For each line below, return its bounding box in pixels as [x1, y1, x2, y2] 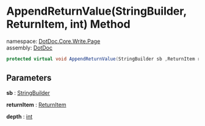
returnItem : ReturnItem [6, 101, 67, 108]
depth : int [6, 113, 33, 120]
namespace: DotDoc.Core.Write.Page [6, 37, 101, 45]
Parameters [6, 73, 52, 83]
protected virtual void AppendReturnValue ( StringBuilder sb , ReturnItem [6, 56, 195, 62]
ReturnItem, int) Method [6, 17, 131, 31]
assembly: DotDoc [6, 44, 53, 51]
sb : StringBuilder [6, 89, 51, 96]
